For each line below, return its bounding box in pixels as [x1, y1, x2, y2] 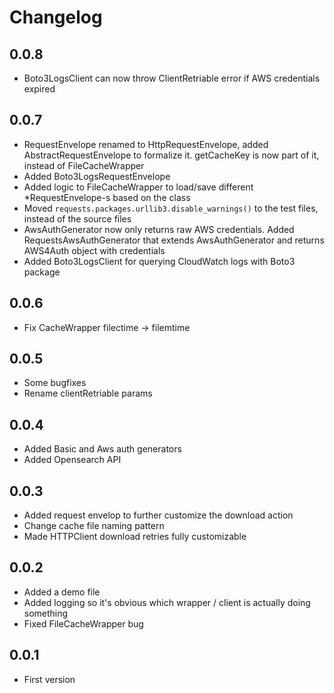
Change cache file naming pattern [23, 520, 165, 532]
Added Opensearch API [23, 454, 122, 466]
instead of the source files [23, 212, 132, 225]
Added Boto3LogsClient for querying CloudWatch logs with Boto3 [23, 255, 296, 267]
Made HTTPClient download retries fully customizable [23, 531, 247, 543]
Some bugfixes [23, 377, 87, 389]
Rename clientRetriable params [23, 387, 153, 400]
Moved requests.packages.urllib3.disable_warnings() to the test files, [23, 202, 319, 214]
